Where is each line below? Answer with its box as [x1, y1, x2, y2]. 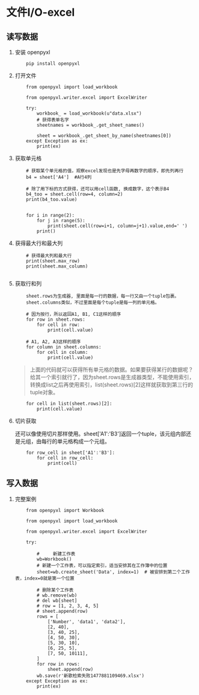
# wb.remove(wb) [37, 592, 78, 598]
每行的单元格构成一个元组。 [41, 438, 110, 444]
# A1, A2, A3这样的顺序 [26, 339, 81, 345]
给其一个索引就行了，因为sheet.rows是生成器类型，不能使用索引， [29, 374, 195, 380]
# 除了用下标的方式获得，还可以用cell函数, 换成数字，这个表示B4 [26, 186, 170, 192]
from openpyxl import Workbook [26, 507, 105, 513]
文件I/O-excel [6, 5, 75, 19]
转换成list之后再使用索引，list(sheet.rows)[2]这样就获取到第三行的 [29, 381, 194, 388]
